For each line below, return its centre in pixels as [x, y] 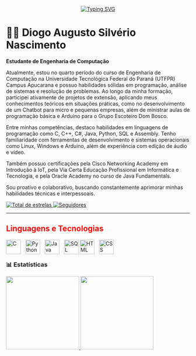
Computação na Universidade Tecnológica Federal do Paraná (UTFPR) [91, 78]
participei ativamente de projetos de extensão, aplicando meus [82, 97]
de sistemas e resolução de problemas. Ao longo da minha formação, [90, 91]
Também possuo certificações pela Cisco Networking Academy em [87, 163]
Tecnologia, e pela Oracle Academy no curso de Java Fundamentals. [89, 176]
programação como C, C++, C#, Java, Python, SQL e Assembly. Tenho [91, 133]
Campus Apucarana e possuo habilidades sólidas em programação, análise [97, 85]
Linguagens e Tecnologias [55, 229]
